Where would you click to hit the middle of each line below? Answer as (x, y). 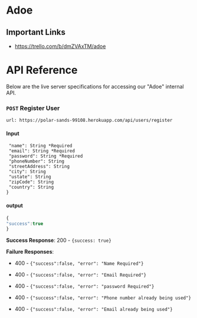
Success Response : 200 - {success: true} (59, 241)
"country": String (31, 187)
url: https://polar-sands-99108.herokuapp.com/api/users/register (89, 121)
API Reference (42, 70)
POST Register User (33, 108)
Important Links (36, 32)
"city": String (27, 172)
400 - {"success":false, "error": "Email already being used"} (93, 309)
